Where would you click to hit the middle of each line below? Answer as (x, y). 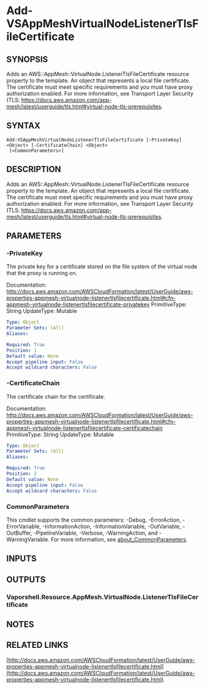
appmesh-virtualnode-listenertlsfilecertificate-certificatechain (85, 428)
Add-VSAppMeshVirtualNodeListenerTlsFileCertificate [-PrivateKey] (94, 140)
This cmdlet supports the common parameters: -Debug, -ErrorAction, (94, 520)
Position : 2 (21, 474)
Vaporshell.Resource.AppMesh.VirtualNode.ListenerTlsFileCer (102, 597)
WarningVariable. (28, 539)
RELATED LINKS (37, 645)
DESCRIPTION (34, 169)
